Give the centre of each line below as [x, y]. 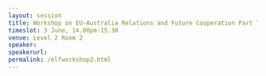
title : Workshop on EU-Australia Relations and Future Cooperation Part [131, 23]
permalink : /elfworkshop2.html [60, 60]
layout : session [35, 15]
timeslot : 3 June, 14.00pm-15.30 [63, 30]
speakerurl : [28, 52]
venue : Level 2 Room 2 [46, 38]
